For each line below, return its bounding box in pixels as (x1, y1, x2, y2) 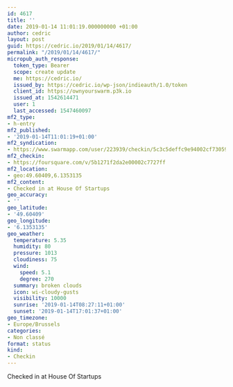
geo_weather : (7, 230, 45, 237)
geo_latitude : (7, 205, 49, 212)
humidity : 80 (13, 243, 51, 251)
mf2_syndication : (7, 140, 58, 147)
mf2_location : (7, 165, 49, 173)
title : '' (7, 17, 36, 24)
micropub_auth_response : (7, 56, 79, 63)
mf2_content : (7, 178, 45, 185)
